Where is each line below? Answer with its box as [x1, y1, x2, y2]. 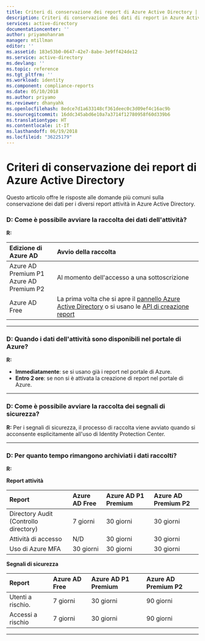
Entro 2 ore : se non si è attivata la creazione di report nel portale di [15, 374, 184, 382]
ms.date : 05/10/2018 [6, 89, 59, 95]
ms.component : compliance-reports [6, 83, 95, 89]
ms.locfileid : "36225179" [6, 134, 72, 141]
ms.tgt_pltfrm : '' [6, 72, 53, 78]
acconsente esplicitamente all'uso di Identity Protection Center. [6, 430, 166, 437]
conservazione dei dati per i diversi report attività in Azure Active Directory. [6, 200, 195, 207]
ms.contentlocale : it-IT [6, 123, 70, 129]
